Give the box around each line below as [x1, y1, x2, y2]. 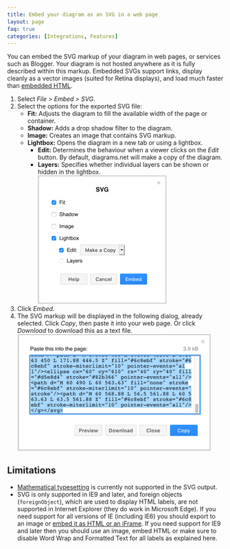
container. [27, 117, 56, 125]
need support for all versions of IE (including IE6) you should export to [16, 512, 216, 520]
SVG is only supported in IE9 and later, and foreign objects [16, 490, 183, 498]
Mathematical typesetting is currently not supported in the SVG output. [16, 482, 218, 491]
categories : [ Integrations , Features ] [7, 33, 118, 40]
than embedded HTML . [7, 82, 73, 90]
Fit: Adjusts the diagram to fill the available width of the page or [27, 110, 207, 118]
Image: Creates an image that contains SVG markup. [27, 131, 176, 140]
